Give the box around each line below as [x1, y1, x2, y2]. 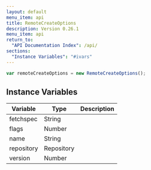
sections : [6, 48, 31, 54]
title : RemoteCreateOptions [6, 20, 77, 26]
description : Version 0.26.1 [6, 25, 79, 32]
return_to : [6, 37, 34, 43]
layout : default [6, 8, 47, 15]
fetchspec [9, 115, 38, 124]
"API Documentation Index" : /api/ [11, 43, 98, 49]
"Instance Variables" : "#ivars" [11, 54, 93, 60]
